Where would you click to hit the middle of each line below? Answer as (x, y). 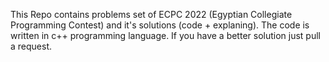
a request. (31, 46)
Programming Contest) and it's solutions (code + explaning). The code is (160, 25)
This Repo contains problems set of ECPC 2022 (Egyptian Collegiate (151, 14)
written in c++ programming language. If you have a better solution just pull (165, 35)
